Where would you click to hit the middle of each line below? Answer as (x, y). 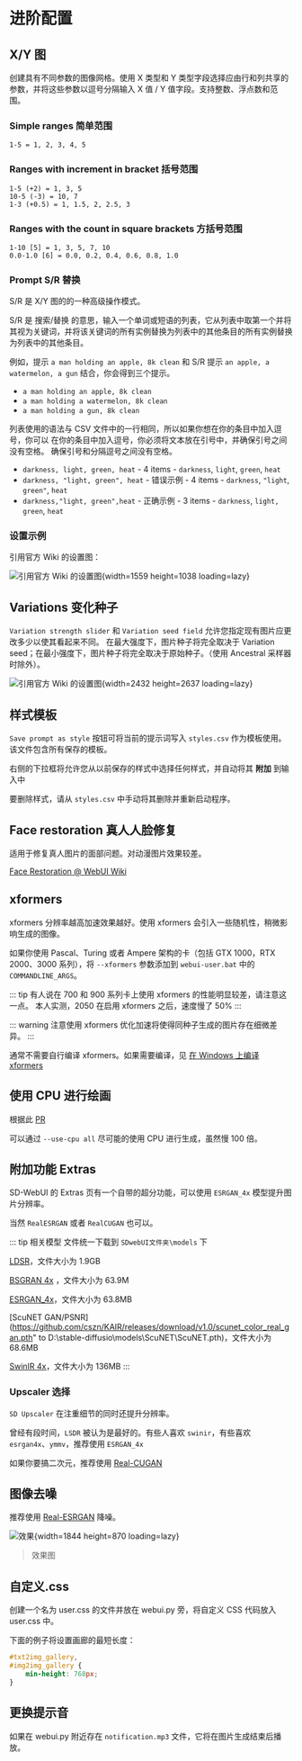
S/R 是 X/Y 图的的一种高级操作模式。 (77, 301)
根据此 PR (27, 1119)
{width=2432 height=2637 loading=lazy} (178, 684)
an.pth (21, 1338)
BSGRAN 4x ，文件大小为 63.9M (69, 1280)
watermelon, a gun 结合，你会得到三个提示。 (92, 373)
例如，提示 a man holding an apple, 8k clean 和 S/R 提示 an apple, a (139, 362)
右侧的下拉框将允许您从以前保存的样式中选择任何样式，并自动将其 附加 (140, 768)
